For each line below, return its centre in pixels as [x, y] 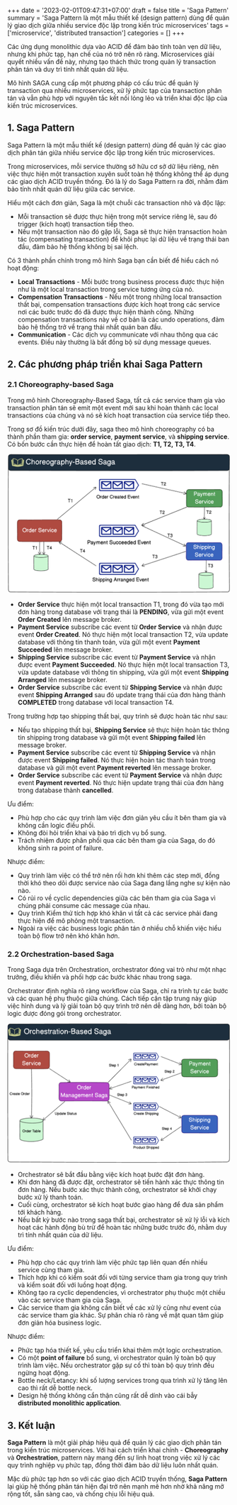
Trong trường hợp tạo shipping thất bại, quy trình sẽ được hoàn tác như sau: [118, 716]
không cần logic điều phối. [56, 826]
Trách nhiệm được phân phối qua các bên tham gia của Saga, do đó [116, 841]
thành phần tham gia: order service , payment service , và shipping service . [118, 437]
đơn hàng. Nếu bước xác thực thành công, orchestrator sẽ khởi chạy [117, 1190]
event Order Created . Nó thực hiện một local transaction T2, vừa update [123, 635]
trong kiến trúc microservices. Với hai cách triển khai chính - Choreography [118, 1450]
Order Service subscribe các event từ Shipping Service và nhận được [120, 687]
